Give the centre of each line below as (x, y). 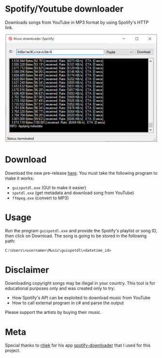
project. (13, 351)
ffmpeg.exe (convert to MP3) (40, 198)
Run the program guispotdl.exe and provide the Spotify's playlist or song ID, (81, 231)
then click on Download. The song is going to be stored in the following (76, 236)
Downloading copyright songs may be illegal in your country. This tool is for (80, 283)
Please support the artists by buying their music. (53, 312)
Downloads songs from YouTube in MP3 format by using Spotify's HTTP (77, 22)
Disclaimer (27, 270)
